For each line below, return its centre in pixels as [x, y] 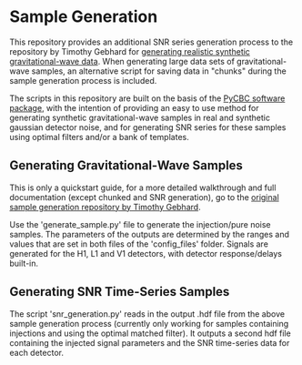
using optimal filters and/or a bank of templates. [99, 137]
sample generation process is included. [83, 80]
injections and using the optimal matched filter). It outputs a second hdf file [150, 333]
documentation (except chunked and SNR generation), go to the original [144, 197]
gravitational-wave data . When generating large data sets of [122, 61]
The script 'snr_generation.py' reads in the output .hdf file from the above [147, 314]
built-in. [24, 263]
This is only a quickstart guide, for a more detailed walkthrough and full [143, 188]
